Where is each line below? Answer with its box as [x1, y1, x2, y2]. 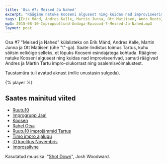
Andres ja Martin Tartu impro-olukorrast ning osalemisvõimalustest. [5, 60, 143, 66]
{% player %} [5, 80, 33, 86]
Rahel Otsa [12, 122, 35, 129]
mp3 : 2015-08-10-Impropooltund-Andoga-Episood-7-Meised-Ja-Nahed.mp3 [5, 21, 153, 26]
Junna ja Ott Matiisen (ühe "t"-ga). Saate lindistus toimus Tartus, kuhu [5, 45, 149, 51]
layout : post [5, 26, 32, 31]
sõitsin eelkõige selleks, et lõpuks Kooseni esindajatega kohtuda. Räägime [5, 50, 157, 56]
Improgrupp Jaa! [12, 112, 47, 118]
